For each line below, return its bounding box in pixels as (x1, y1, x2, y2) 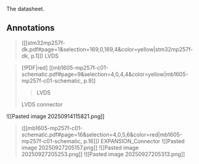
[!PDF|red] (21, 64, 48, 71)
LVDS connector (21, 100, 63, 108)
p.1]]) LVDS (31, 52, 59, 59)
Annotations (6, 23, 55, 33)
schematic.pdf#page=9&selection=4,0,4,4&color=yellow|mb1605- (21, 70, 189, 78)
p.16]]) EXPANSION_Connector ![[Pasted (83, 137, 185, 144)
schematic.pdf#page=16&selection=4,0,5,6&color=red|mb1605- (21, 131, 182, 138)
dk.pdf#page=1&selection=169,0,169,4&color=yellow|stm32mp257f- (21, 45, 193, 53)
